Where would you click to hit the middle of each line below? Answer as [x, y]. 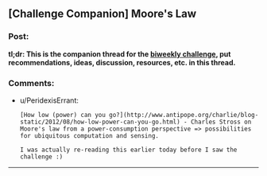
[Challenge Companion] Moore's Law [103, 14]
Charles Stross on [221, 122]
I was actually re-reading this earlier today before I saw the [128, 150]
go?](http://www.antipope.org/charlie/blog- [184, 115]
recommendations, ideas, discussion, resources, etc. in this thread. [122, 62]
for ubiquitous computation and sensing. [89, 135]
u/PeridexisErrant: [49, 100]
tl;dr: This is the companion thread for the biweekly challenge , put [120, 54]
